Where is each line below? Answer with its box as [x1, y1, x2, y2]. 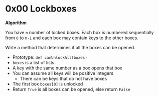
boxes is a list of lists [12, 59, 55, 65]
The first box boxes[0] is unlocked [12, 81, 83, 87]
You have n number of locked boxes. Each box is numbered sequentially [5, 29, 154, 35]
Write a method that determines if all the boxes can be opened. [5, 44, 135, 50]
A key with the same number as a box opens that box [12, 65, 122, 71]
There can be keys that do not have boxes [20, 75, 107, 81]
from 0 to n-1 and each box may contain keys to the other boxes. [5, 35, 139, 41]
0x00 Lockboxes [5, 3, 77, 15]
